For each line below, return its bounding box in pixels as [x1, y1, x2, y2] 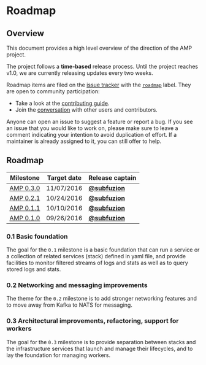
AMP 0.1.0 [9, 213, 40, 222]
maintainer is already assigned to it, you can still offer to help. [6, 137, 162, 145]
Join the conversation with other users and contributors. [15, 106, 158, 113]
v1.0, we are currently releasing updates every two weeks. [6, 69, 153, 77]
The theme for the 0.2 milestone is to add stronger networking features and [6, 295, 197, 302]
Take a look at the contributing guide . [15, 99, 110, 107]
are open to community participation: [6, 88, 100, 95]
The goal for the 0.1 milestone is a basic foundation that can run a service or [6, 246, 200, 253]
